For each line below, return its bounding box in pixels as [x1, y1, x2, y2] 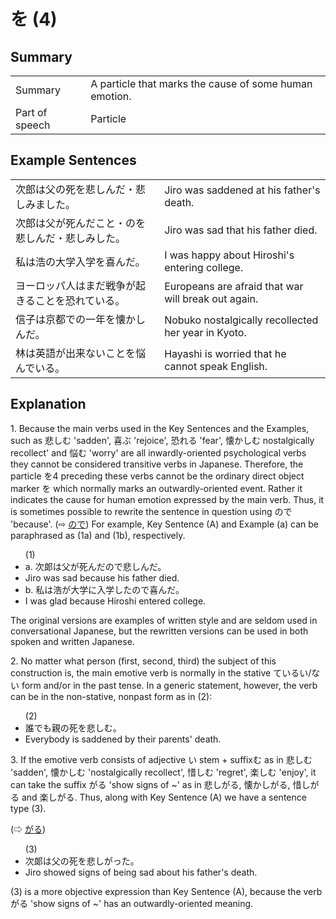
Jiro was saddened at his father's [164, 183, 321, 197]
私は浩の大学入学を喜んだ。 [15, 255, 146, 269]
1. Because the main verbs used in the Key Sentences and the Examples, [10, 422, 310, 434]
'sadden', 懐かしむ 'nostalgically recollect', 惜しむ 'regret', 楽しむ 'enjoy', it [10, 766, 317, 778]
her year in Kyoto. [164, 325, 247, 339]
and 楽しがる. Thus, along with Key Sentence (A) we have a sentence [21, 791, 307, 803]
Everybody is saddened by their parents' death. [24, 733, 222, 745]
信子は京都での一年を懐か [15, 312, 137, 326]
